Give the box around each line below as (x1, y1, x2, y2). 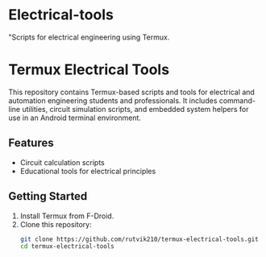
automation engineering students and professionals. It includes (8, 95, 218, 106)
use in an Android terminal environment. (8, 113, 141, 122)
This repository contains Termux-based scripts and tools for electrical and (8, 87, 256, 97)
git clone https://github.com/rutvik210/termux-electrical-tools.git (19, 235, 260, 243)
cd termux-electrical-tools (19, 242, 114, 251)
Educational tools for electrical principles (19, 166, 156, 176)
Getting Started (8, 189, 88, 203)
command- (218, 95, 256, 106)
